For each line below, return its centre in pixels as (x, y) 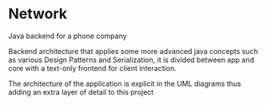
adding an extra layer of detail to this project (81, 91)
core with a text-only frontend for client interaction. (93, 68)
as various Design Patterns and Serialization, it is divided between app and (131, 60)
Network (38, 14)
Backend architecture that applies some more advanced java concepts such (133, 51)
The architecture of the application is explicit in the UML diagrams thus (125, 84)
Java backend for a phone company (68, 36)
